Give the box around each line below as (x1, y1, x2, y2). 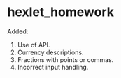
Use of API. (17, 40, 50, 49)
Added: (7, 27, 29, 36)
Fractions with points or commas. (17, 55, 114, 63)
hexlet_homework (7, 4, 114, 20)
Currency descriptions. (17, 48, 84, 56)
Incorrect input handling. (17, 63, 89, 71)
